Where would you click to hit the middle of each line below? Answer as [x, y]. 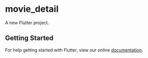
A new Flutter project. [27, 23]
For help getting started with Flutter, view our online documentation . [74, 50]
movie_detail [32, 9]
